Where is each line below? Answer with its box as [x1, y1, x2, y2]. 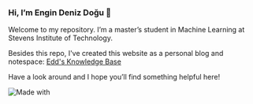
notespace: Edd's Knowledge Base [8, 57, 122, 66]
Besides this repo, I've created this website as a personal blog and [8, 49, 224, 58]
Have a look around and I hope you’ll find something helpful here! [8, 72, 221, 82]
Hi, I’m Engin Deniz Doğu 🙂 [8, 7, 112, 18]
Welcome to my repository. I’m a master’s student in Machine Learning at [8, 25, 245, 35]
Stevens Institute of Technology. [8, 33, 113, 43]
